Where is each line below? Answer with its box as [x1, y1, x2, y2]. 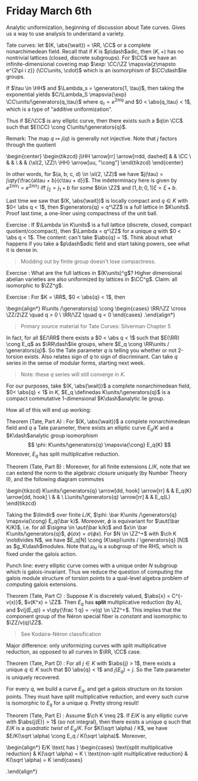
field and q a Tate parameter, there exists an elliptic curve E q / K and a [6, 424, 174, 433]
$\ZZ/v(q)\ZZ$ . [6, 619, 43, 626]
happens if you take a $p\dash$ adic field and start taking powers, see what [6, 240, 190, 247]
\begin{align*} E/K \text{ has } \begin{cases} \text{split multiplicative [6, 744, 173, 751]
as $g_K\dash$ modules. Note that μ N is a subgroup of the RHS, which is [6, 543, 182, 552]
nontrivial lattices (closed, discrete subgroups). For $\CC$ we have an [6, 54, 177, 61]
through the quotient [6, 141, 56, 149]
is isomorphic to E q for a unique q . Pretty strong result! [6, 699, 139, 708]
